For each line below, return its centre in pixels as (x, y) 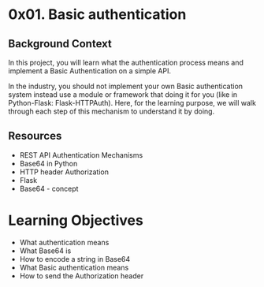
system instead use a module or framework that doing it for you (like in (123, 95)
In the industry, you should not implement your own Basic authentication (125, 86)
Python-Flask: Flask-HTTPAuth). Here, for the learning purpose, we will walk (132, 103)
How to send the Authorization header (82, 276)
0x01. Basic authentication (97, 15)
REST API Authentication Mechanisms (81, 155)
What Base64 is (45, 251)
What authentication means (64, 242)
